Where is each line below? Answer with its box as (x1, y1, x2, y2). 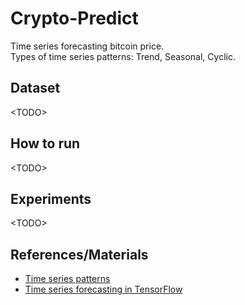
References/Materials (10, 246, 149, 263)
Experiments (10, 190, 92, 207)
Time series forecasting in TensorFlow (24, 283, 183, 296)
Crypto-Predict (10, 7, 139, 30)
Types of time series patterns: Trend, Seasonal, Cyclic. (10, 50, 236, 62)
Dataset (10, 80, 61, 97)
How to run (10, 135, 81, 152)
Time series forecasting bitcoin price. (10, 40, 165, 52)
